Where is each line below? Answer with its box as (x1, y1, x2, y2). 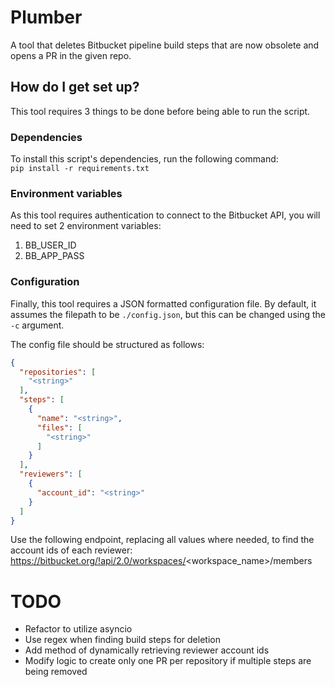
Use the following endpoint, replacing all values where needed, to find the (10, 534, 315, 546)
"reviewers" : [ (19, 469, 83, 480)
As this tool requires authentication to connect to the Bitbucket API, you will (10, 209, 321, 221)
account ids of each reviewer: (10, 544, 133, 556)
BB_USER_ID (24, 239, 77, 251)
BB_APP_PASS (24, 250, 85, 262)
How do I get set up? (10, 79, 140, 96)
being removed (24, 666, 88, 678)
